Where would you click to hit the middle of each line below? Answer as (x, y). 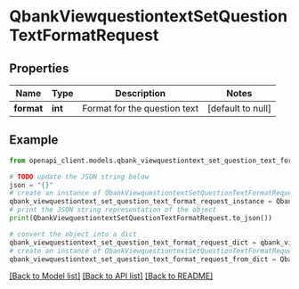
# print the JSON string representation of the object (113, 210)
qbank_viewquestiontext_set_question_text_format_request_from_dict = (143, 259)
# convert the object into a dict (73, 234)
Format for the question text (140, 108)
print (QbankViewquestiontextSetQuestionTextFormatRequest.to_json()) (141, 219)
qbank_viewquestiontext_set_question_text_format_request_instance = (141, 202)
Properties (39, 68)
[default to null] (239, 108)
